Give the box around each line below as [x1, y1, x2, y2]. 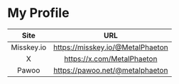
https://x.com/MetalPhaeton [63, 54, 158, 64]
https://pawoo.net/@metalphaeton [53, 65, 168, 75]
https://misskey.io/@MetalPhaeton [53, 42, 168, 52]
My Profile [7, 5, 70, 21]
